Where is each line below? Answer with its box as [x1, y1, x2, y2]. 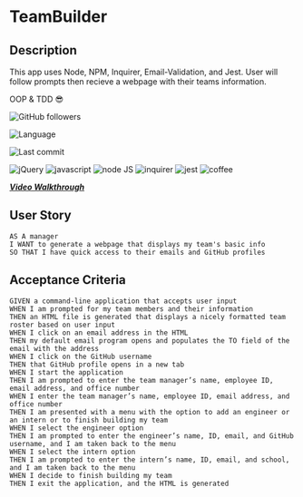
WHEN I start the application [9, 367, 124, 377]
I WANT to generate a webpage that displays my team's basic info [9, 239, 266, 248]
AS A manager [9, 231, 59, 241]
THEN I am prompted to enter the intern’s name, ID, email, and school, [9, 455, 290, 464]
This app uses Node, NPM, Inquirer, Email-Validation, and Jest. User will [9, 66, 279, 77]
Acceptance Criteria [9, 272, 126, 287]
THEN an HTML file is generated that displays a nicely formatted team [9, 312, 286, 321]
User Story [9, 208, 72, 223]
